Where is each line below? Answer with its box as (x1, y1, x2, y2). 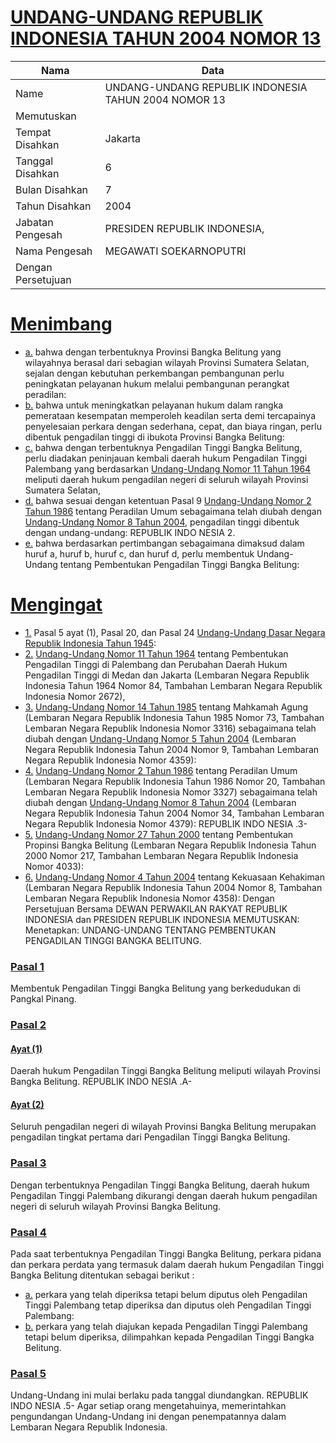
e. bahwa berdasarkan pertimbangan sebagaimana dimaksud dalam (24, 537, 305, 549)
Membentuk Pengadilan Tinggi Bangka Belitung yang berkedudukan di (10, 982, 301, 995)
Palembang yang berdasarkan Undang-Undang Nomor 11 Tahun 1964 (24, 462, 312, 475)
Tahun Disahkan (15, 199, 92, 213)
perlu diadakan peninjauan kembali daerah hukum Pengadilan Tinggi (24, 452, 308, 464)
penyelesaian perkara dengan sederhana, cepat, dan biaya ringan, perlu (24, 420, 322, 432)
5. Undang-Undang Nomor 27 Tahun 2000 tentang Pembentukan (24, 828, 294, 840)
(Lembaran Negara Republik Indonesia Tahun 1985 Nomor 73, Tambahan (24, 711, 325, 723)
